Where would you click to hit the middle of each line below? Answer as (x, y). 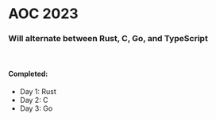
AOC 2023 (43, 14)
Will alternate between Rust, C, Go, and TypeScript (108, 39)
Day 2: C (34, 100)
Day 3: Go (36, 108)
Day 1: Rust (38, 91)
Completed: (28, 74)
